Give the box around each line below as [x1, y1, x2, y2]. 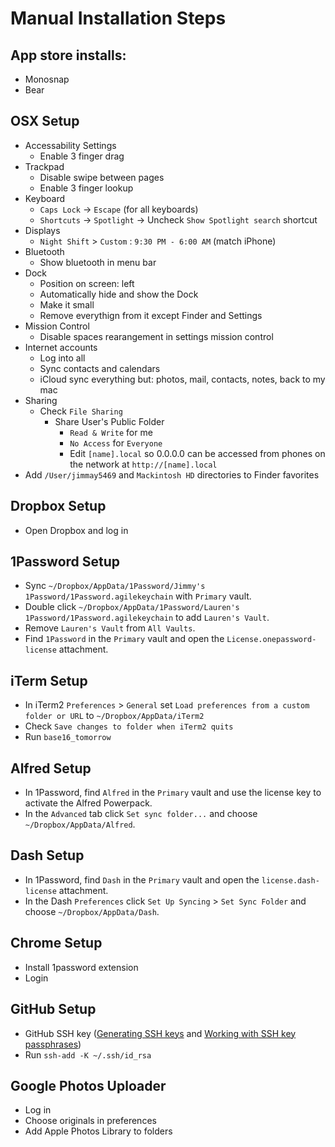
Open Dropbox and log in [24, 524, 129, 536]
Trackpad [24, 160, 65, 172]
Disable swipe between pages [39, 171, 165, 183]
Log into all [39, 352, 86, 364]
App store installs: [10, 47, 127, 64]
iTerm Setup [10, 672, 88, 689]
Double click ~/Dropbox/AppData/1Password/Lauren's [24, 601, 240, 613]
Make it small [39, 298, 95, 311]
